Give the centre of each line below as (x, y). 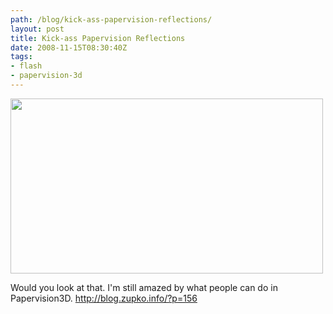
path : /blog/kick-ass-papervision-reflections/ (111, 19)
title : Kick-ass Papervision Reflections (98, 38)
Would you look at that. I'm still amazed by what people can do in (144, 287)
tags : (21, 57)
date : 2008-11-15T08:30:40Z (69, 47)
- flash (26, 66)
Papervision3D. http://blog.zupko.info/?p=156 (104, 298)
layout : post (37, 29)
